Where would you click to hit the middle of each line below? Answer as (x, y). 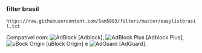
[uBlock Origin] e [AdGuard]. (96, 44)
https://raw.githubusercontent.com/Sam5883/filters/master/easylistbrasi (101, 21)
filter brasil (23, 9)
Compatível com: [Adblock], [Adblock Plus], (95, 38)
